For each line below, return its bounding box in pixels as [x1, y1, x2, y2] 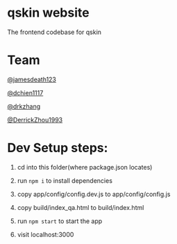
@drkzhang [7, 102, 40, 111]
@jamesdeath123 [7, 75, 57, 83]
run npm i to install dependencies [17, 176, 113, 185]
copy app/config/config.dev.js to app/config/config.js [17, 190, 171, 198]
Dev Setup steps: [7, 140, 108, 156]
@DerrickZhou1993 [7, 115, 63, 124]
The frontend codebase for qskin [7, 28, 102, 36]
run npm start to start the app [17, 217, 103, 225]
